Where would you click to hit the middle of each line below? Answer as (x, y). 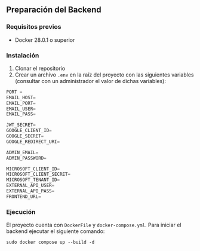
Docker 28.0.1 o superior (45, 40)
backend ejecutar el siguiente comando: (56, 231)
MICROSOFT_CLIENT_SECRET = (38, 175)
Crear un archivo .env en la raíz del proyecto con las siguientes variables (104, 75)
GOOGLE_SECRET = (25, 136)
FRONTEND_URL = (24, 197)
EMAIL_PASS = (21, 114)
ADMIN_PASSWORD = (26, 158)
